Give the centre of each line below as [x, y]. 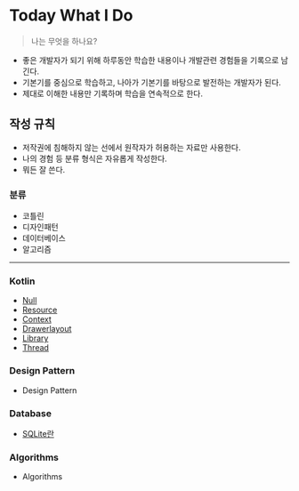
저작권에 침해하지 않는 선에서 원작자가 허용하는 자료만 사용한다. [132, 147]
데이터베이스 [44, 238]
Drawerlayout [47, 329]
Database [30, 413]
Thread [35, 348]
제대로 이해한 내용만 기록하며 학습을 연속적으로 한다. [112, 93]
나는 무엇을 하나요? [64, 41]
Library [35, 338]
